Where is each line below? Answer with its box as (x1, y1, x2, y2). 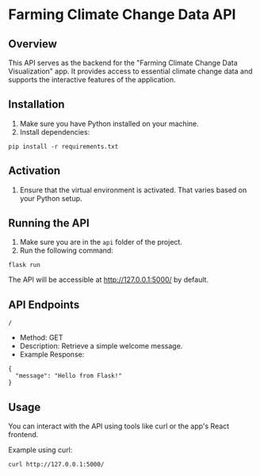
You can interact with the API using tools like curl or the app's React (8, 421, 230, 431)
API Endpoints (8, 298, 80, 311)
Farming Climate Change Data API (8, 6, 236, 24)
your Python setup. (19, 193, 82, 203)
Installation (8, 97, 65, 112)
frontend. (8, 430, 39, 440)
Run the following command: (19, 246, 113, 255)
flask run (8, 261, 41, 269)
